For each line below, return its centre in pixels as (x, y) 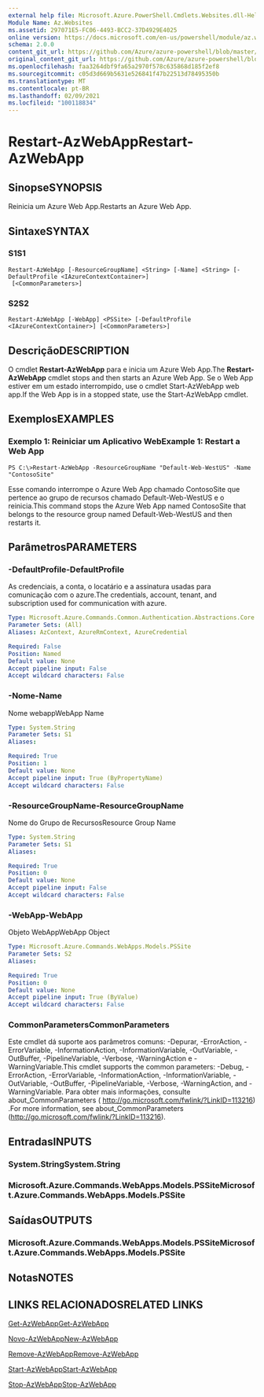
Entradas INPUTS (50, 1141)
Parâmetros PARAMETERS (73, 547)
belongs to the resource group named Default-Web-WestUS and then (120, 514)
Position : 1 (27, 764)
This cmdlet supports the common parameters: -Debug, (154, 1067)
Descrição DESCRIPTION (69, 350)
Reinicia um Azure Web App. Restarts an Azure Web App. (100, 207)
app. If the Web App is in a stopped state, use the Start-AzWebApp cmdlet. (128, 394)
